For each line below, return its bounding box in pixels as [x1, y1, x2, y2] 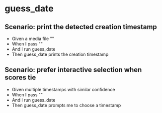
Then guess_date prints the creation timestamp [11, 51, 109, 57]
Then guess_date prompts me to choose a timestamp [11, 102, 121, 108]
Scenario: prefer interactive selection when [4, 66, 142, 74]
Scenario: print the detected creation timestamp [4, 23, 157, 31]
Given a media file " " [11, 36, 54, 41]
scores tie [4, 74, 36, 82]
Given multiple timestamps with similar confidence [11, 86, 115, 92]
